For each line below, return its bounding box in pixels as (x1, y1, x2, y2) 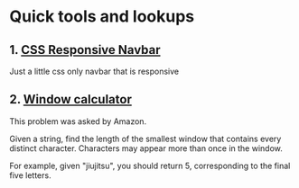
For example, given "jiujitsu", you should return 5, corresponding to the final (9, 160, 291, 171)
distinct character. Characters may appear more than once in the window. (9, 142, 283, 154)
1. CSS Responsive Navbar (9, 42, 161, 58)
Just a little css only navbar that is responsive (9, 66, 180, 76)
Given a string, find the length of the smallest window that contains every (9, 133, 282, 144)
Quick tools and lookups (9, 6, 195, 27)
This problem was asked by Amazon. (9, 115, 147, 127)
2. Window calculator (9, 92, 133, 107)
